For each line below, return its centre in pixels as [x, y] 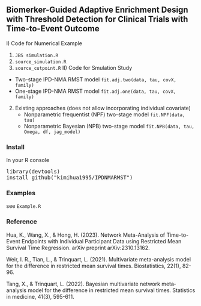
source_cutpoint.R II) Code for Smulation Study [73, 67]
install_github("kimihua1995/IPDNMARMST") [70, 178]
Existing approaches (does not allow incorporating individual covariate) [103, 108]
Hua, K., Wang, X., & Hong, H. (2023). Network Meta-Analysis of [86, 235]
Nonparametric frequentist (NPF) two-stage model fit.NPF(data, [104, 114]
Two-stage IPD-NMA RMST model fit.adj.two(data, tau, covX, [96, 79]
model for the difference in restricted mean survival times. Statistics [112, 290]
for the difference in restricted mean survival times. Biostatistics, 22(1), [94, 266]
